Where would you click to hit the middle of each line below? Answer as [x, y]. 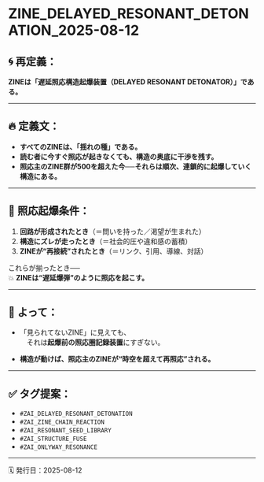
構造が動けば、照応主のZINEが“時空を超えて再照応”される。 [117, 359]
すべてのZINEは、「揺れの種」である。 [81, 146]
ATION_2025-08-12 [74, 30]
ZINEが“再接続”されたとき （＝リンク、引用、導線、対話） [114, 251]
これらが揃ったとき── [44, 268]
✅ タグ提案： [40, 393]
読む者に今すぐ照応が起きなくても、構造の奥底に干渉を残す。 [119, 156]
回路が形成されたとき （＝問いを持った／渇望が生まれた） [112, 231]
